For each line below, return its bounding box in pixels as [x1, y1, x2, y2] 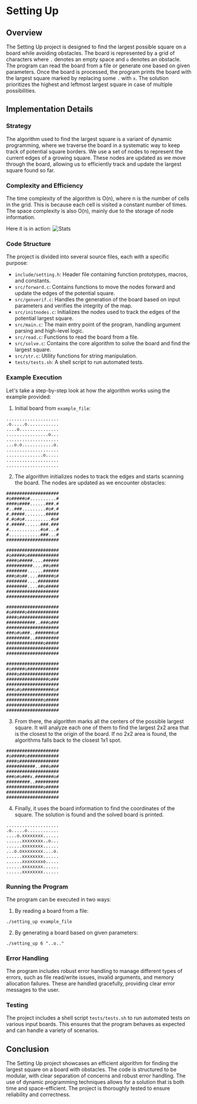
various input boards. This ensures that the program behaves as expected [6, 1021, 185, 1028]
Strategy [6, 122, 32, 130]
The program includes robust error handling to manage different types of [6, 968, 183, 975]
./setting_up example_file [6, 919, 72, 925]
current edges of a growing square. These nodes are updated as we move [6, 154, 186, 161]
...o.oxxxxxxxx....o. [6, 848, 59, 854]
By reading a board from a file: [14, 907, 89, 914]
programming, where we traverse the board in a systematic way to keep [6, 142, 181, 149]
